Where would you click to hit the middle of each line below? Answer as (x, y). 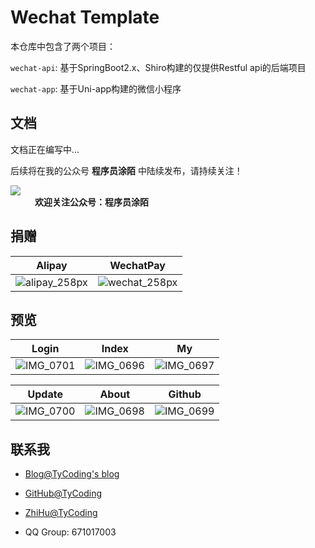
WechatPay (137, 265)
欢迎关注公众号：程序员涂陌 (91, 202)
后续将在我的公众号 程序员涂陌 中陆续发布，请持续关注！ (126, 170)
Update (45, 394)
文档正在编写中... (45, 149)
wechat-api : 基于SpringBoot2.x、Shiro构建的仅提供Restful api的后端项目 (158, 67)
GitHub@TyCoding (63, 493)
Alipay (52, 265)
